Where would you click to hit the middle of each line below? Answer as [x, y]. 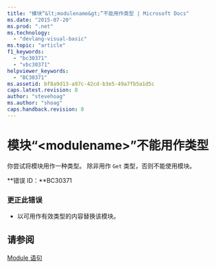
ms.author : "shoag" [35, 103]
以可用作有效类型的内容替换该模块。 [68, 216]
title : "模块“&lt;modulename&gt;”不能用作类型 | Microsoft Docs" [98, 13]
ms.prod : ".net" [30, 26]
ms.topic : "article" [37, 45]
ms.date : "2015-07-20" [39, 20]
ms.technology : [29, 33]
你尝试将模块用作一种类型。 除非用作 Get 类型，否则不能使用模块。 [101, 166]
